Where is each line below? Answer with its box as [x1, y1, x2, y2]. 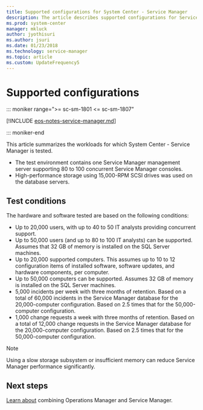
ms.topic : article [6, 54, 53, 60]
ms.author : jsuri [6, 37, 50, 43]
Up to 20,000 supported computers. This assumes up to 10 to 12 [14, 256, 175, 263]
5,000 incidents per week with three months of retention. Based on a [14, 288, 186, 296]
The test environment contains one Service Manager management [14, 159, 180, 167]
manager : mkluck [6, 25, 47, 32]
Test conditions [6, 196, 66, 206]
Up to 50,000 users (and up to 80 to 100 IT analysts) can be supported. [14, 237, 193, 244]
